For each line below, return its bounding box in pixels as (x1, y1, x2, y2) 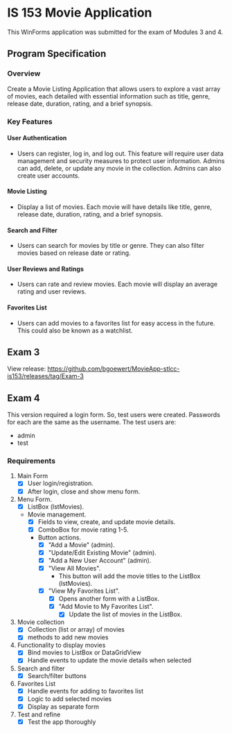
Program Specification (7, 48, 107, 60)
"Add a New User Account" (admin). (48, 556, 152, 564)
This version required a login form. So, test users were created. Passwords (7, 411, 220, 419)
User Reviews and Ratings (7, 264, 84, 273)
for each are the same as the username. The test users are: (7, 418, 177, 426)
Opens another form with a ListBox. (58, 595, 160, 603)
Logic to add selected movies (27, 694, 112, 702)
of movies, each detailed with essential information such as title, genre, (7, 92, 211, 100)
